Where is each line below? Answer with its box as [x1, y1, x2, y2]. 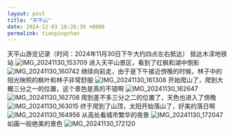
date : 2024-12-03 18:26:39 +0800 [7, 23, 105, 30]
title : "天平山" [7, 17, 52, 24]
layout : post [7, 10, 46, 17]
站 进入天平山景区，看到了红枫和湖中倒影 [7, 59, 200, 67]
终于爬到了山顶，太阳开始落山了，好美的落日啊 [80, 102, 216, 110]
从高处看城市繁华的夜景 [81, 111, 149, 119]
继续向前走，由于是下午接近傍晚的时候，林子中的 [81, 67, 223, 75]
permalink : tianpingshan [7, 29, 80, 37]
